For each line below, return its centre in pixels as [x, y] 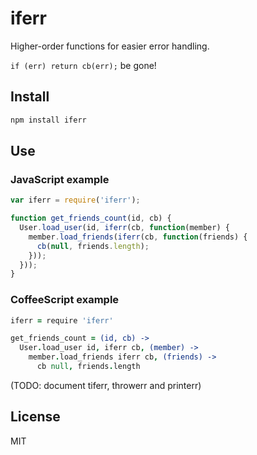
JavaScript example [60, 179]
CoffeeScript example [65, 300]
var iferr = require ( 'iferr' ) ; [75, 200]
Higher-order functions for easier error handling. [110, 46]
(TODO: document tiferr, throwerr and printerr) [106, 385]
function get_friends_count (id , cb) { [91, 218]
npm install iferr [48, 120]
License [35, 417]
